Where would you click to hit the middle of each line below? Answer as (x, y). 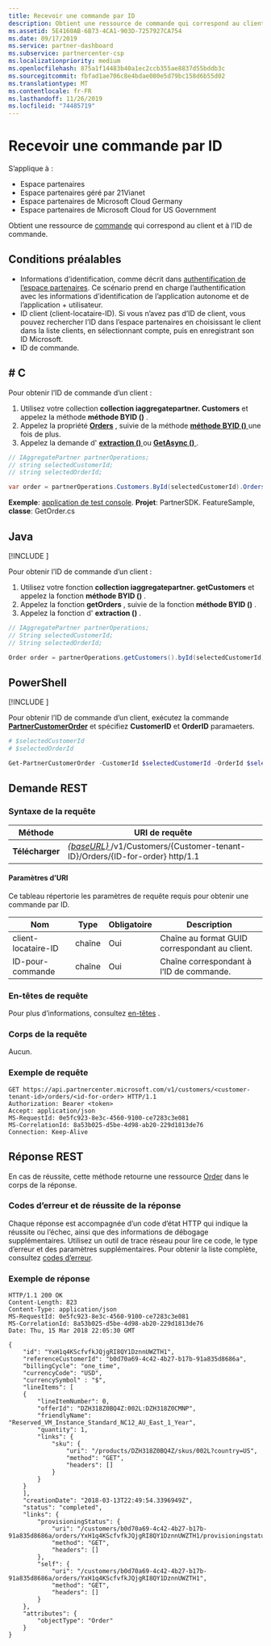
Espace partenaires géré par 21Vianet (82, 193)
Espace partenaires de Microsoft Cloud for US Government (118, 210)
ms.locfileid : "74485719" (52, 106)
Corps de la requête (48, 1034)
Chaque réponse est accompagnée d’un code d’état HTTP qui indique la (128, 1223)
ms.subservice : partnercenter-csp (67, 53)
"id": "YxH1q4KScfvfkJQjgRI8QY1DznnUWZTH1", (99, 1352)
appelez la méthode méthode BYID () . (84, 416)
